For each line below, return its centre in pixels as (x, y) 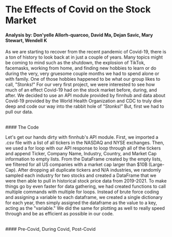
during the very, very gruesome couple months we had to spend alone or (82, 74)
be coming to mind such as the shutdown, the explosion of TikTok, (75, 63)
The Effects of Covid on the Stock (78, 10)
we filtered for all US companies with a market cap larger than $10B (76, 165)
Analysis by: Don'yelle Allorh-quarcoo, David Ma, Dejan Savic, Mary (79, 35)
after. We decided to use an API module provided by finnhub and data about (85, 96)
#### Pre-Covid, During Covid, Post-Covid (50, 229)
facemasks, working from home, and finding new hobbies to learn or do (81, 68)
